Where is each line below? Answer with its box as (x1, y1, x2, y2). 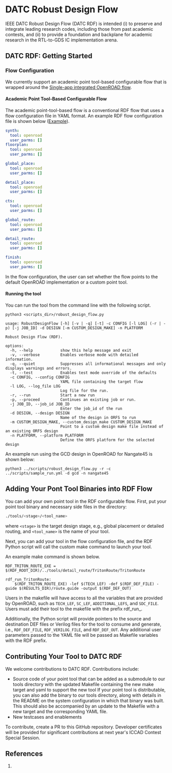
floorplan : (5, 142, 29, 147)
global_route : (5, 217, 36, 222)
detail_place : (5, 180, 36, 185)
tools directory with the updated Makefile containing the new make (12, 681, 154, 687)
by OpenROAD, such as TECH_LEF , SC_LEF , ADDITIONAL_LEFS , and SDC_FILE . (5, 600, 159, 606)
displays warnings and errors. (5, 366, 72, 371)
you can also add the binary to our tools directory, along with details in (12, 692, 161, 698)
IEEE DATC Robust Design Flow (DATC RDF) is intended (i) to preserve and (5, 20, 162, 27)
